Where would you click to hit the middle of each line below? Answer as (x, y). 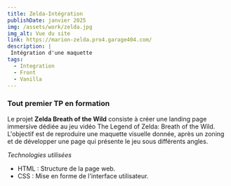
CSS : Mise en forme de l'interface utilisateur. (83, 175)
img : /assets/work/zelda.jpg (50, 27)
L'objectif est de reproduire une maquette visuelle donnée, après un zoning (116, 133)
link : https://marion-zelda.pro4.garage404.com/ (80, 40)
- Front (25, 72)
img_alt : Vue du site (39, 33)
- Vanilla (28, 79)
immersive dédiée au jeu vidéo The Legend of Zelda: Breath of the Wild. (111, 126)
